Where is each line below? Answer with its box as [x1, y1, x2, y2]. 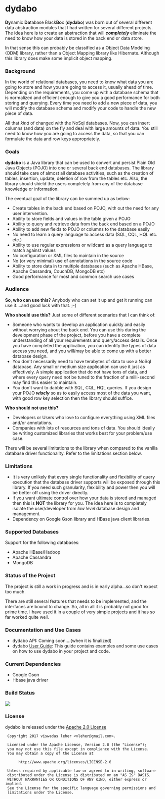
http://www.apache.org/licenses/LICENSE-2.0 [18, 759, 112, 764]
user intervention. [12, 210, 48, 216]
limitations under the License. [7, 790, 74, 795]
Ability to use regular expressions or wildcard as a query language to [12, 242, 153, 248]
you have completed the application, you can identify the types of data [12, 342, 157, 348]
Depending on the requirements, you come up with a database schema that [5, 90, 159, 96]
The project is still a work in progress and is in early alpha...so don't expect [5, 583, 158, 589]
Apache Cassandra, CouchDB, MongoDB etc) [12, 268, 105, 274]
